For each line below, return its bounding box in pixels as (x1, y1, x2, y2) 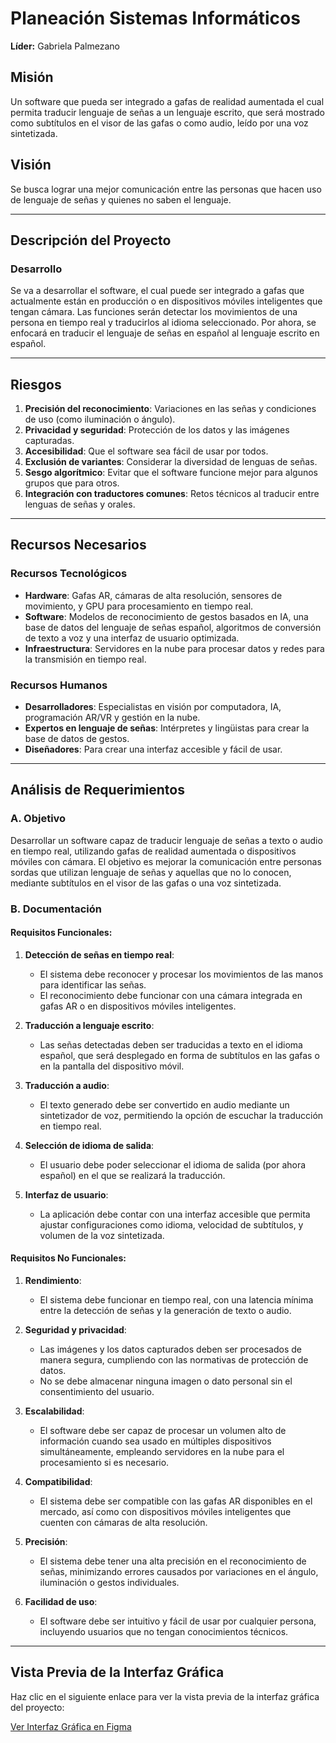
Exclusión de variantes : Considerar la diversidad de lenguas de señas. (24, 456, 318, 468)
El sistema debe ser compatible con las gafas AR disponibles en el (39, 1495, 313, 1507)
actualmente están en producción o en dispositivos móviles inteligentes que (10, 295, 323, 307)
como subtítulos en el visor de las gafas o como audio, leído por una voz (10, 117, 309, 129)
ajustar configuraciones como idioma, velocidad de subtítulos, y (39, 1218, 304, 1231)
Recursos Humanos (10, 678, 108, 692)
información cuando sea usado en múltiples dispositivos (39, 1435, 272, 1447)
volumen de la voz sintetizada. (39, 1229, 165, 1241)
